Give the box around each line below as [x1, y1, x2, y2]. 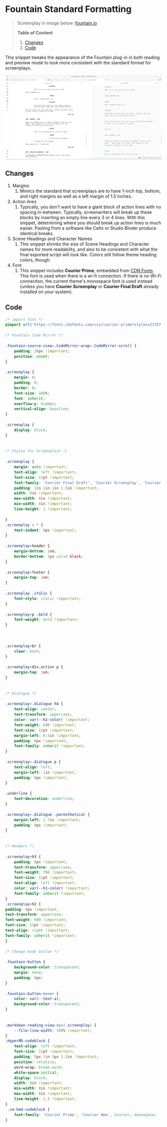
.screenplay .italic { [5, 591, 52, 596]
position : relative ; [14, 1060, 57, 1065]
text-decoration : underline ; [14, 796, 75, 801]
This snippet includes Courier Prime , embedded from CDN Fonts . [19, 267, 155, 273]
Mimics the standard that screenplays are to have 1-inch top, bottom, [19, 188, 161, 194]
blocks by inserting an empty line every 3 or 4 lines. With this [19, 214, 145, 220]
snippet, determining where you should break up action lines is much [19, 220, 162, 226]
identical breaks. [19, 230, 54, 236]
